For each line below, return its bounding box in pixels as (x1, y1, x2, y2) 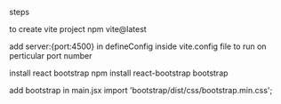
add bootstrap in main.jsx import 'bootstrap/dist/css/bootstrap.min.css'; (9, 85, 273, 95)
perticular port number (9, 51, 92, 60)
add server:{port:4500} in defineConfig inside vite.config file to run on (9, 41, 267, 52)
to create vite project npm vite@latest (9, 24, 147, 34)
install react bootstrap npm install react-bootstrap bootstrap (9, 68, 229, 78)
